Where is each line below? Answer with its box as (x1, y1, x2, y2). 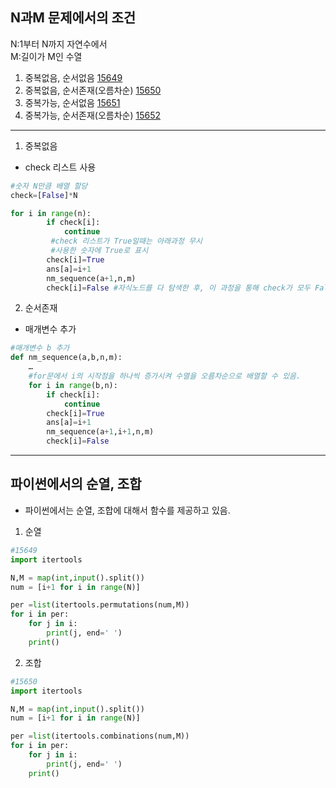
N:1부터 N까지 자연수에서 (10, 38, 108, 50)
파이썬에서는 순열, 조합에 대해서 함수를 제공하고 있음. (24, 504, 231, 516)
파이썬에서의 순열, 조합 (10, 476, 142, 493)
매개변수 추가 (24, 323, 77, 335)
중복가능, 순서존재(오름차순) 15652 (24, 109, 162, 121)
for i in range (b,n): (28, 380, 118, 390)
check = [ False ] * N (10, 190, 78, 200)
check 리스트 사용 (24, 161, 97, 173)
